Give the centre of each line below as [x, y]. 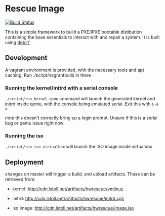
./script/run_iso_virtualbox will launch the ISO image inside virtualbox [79, 147]
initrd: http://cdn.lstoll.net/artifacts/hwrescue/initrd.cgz [68, 199]
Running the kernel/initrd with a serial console [62, 88]
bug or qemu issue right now [34, 123]
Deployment [24, 162]
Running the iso [24, 135]
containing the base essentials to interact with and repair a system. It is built [82, 37]
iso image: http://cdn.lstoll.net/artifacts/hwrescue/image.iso [73, 208]
